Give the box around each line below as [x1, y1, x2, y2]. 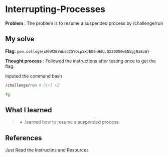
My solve [5, 35, 35, 43]
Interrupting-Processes [5, 4, 106, 15]
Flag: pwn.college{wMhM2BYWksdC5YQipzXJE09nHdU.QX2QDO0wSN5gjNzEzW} [5, 48, 149, 54]
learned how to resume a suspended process [25, 119, 119, 125]
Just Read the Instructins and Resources [5, 147, 89, 153]
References [5, 133, 42, 142]
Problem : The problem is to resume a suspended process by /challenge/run [5, 20, 163, 26]
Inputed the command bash [5, 73, 62, 79]
